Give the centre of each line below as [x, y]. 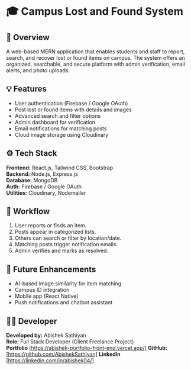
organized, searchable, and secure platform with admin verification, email [96, 64]
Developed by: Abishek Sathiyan [46, 336]
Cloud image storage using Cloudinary [61, 134]
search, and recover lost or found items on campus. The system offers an [96, 58]
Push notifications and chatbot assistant [64, 303]
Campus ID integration [42, 290]
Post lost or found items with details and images [73, 110]
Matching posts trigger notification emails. [66, 244]
